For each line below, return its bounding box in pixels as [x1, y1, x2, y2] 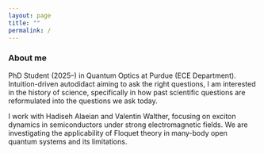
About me [8, 52, 48, 64]
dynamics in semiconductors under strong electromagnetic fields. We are [8, 120, 248, 129]
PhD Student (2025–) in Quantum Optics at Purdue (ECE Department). [8, 71, 236, 80]
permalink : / [8, 26, 52, 34]
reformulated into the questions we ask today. [8, 96, 159, 106]
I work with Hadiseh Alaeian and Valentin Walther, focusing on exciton [8, 111, 236, 121]
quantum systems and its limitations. [8, 137, 128, 146]
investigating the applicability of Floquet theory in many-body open [8, 128, 228, 137]
